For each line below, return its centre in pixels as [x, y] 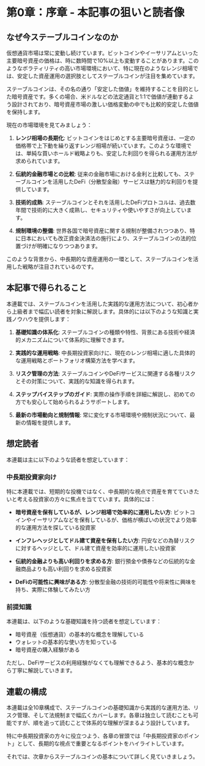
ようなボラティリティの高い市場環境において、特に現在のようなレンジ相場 [100, 68]
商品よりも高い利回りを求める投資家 [66, 569]
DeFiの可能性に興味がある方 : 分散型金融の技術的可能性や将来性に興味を [106, 582]
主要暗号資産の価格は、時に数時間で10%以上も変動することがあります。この [102, 61]
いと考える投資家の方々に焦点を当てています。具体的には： [81, 499]
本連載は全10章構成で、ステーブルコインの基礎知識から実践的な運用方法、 [100, 708]
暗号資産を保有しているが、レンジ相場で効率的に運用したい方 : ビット [102, 512]
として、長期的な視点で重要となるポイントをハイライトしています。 [102, 744]
